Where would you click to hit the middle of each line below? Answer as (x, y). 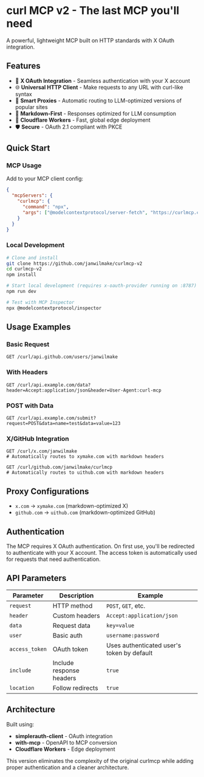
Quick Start (28, 148)
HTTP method (73, 605)
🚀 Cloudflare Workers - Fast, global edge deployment (83, 120)
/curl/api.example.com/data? (54, 385)
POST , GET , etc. (126, 605)
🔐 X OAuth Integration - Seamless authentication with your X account (102, 80)
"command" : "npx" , (46, 207)
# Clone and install (32, 258)
